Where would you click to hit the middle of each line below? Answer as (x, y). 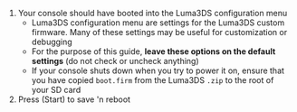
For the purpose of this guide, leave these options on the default (153, 51)
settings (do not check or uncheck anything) (115, 61)
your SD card (56, 90)
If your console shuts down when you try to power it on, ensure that (158, 70)
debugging (52, 42)
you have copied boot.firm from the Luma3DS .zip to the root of (153, 80)
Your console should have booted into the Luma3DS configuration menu (153, 13)
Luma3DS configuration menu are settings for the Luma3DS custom (158, 23)
